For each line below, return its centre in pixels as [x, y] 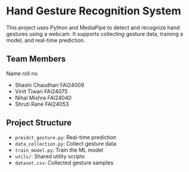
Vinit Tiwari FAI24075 [41, 91]
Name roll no [22, 73]
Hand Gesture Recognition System [94, 11]
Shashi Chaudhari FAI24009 [50, 85]
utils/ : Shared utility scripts [50, 156]
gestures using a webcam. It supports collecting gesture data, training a [95, 33]
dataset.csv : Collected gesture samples [64, 162]
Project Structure [39, 123]
